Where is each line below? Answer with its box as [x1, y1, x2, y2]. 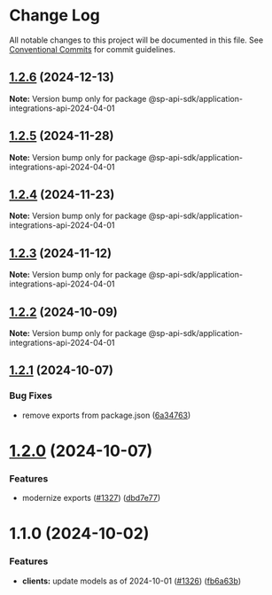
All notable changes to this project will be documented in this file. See [9, 35, 264, 45]
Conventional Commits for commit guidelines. [9, 43, 175, 54]
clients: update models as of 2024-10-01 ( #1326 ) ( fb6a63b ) [21, 575, 242, 586]
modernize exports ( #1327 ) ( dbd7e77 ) [21, 493, 161, 504]
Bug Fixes [9, 389, 53, 402]
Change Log [9, 5, 100, 26]
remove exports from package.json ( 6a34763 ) [21, 410, 191, 420]
